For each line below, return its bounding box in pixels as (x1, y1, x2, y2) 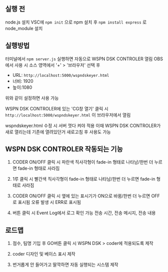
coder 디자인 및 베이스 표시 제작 (12, 251, 76, 257)
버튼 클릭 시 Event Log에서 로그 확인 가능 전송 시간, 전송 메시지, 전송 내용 (12, 210, 156, 216)
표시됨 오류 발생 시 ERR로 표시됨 (18, 199, 81, 205)
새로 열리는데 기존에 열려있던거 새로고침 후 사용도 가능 (5, 128, 111, 134)
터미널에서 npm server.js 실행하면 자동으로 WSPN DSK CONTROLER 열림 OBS (5, 56, 163, 62)
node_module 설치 (5, 25, 43, 31)
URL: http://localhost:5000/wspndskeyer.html (12, 72, 109, 78)
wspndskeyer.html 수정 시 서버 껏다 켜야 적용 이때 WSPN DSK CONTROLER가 (5, 122, 161, 128)
